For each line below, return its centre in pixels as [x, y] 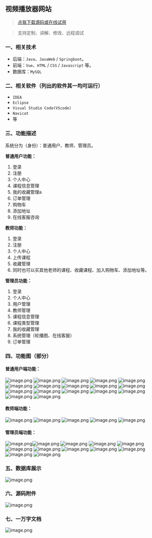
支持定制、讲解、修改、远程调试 [51, 33]
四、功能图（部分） [28, 356]
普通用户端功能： [23, 369]
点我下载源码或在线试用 [42, 22]
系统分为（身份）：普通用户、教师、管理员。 [50, 145]
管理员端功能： [21, 432]
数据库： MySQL [27, 71]
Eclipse [20, 103]
